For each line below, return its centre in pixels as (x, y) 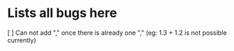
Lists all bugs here (62, 13)
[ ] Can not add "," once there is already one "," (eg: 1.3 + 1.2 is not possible (117, 33)
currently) (22, 40)
